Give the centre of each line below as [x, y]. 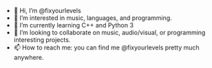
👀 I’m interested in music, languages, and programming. [93, 18]
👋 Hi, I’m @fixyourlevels [47, 11]
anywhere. [29, 57]
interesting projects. [42, 40]
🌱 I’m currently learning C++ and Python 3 [74, 25]
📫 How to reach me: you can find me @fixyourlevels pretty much [106, 47]
